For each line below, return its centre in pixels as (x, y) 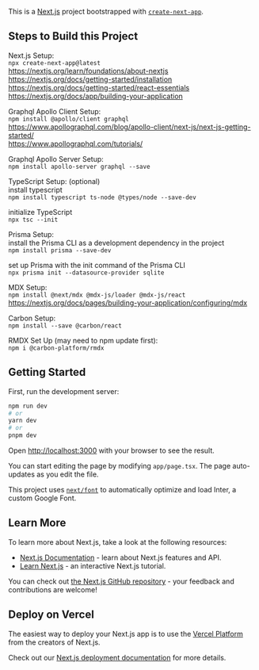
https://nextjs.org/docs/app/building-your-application (96, 96)
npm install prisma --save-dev (60, 250)
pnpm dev (23, 435)
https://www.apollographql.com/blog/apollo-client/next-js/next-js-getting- (129, 127)
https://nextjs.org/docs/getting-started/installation (90, 79)
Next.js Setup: (31, 56)
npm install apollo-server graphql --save (79, 167)
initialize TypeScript (40, 212)
